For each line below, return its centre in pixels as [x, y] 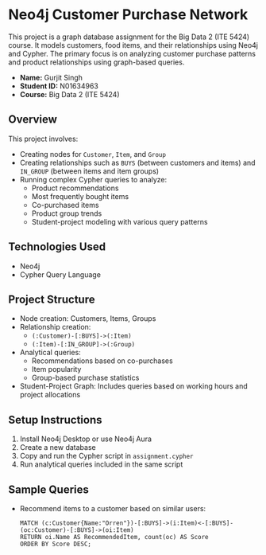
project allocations [50, 395]
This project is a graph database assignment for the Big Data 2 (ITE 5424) [129, 37]
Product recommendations [75, 188]
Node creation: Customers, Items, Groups [88, 319]
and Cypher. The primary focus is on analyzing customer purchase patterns [132, 53]
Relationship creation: [55, 327]
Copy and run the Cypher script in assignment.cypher [106, 456]
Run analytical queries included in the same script [101, 464]
